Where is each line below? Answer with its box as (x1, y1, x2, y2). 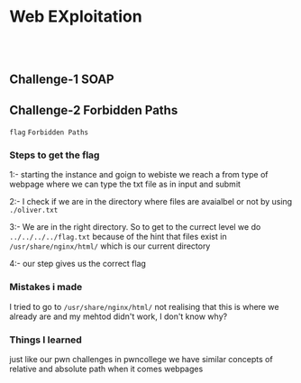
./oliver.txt (9, 205, 59, 215)
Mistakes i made (9, 281, 83, 294)
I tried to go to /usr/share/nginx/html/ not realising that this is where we (9, 301, 279, 312)
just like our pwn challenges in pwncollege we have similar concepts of (9, 354, 273, 365)
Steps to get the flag (9, 149, 100, 161)
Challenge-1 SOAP (9, 72, 114, 87)
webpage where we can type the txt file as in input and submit (9, 178, 242, 190)
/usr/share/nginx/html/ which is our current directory (9, 241, 211, 251)
